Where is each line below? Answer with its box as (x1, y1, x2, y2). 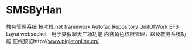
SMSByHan (6, 3, 63, 17)
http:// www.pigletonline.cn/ (33, 37, 100, 44)
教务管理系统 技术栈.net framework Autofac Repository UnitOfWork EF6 (6, 23, 179, 30)
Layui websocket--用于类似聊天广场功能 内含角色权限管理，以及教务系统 (6, 30, 181, 37)
